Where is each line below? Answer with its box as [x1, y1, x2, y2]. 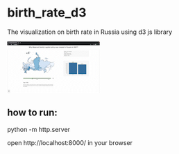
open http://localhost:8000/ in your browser [7, 138, 133, 146]
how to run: [7, 107, 58, 119]
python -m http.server [7, 125, 71, 133]
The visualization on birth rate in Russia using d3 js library [7, 28, 173, 36]
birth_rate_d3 [7, 5, 87, 21]
